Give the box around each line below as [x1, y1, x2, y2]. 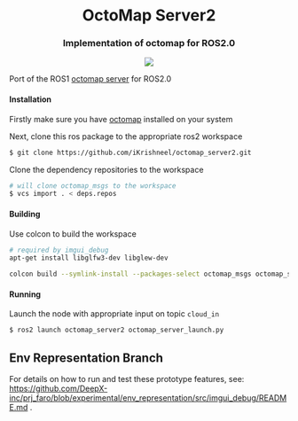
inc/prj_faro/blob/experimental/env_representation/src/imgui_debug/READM [9, 393, 287, 403]
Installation [9, 94, 51, 105]
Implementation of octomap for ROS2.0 [62, 37, 236, 50]
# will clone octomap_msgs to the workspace [9, 181, 176, 191]
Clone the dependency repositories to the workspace [9, 164, 204, 175]
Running [9, 289, 42, 300]
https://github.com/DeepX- [9, 383, 108, 394]
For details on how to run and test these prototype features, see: [9, 374, 245, 385]
